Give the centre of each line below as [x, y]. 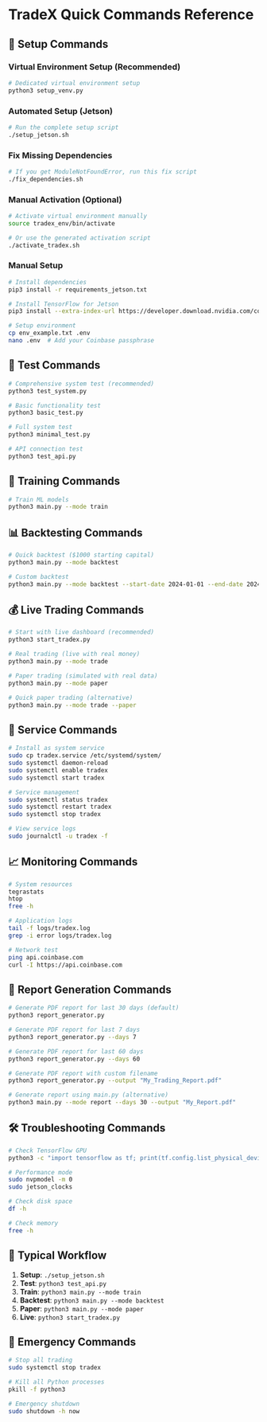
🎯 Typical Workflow [58, 1256]
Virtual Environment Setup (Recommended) [95, 67]
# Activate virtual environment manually [78, 217]
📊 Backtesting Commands [75, 532]
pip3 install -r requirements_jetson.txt [78, 289]
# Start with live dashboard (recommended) [81, 632]
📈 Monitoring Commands [73, 862]
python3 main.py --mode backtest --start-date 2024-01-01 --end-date [126, 584]
